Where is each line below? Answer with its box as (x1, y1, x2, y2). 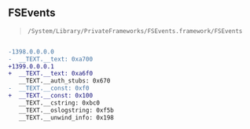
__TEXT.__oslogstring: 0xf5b (18, 106, 114, 114)
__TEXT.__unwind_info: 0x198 (18, 113, 114, 121)
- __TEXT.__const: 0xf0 (8, 84, 90, 93)
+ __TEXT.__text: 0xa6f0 (8, 70, 93, 78)
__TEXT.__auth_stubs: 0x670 (18, 77, 111, 85)
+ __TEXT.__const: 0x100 (8, 92, 93, 100)
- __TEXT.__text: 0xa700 (8, 55, 93, 63)
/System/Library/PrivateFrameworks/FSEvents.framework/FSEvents (27, 27, 243, 35)
